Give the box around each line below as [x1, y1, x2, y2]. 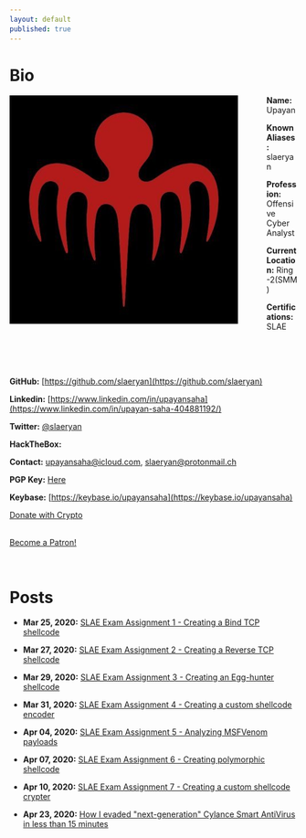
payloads [22, 737, 58, 748]
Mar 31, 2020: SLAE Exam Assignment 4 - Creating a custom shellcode [22, 699, 292, 710]
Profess [266, 179, 297, 190]
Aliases [266, 133, 296, 143]
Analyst [266, 228, 295, 239]
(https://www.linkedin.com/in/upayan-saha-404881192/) [9, 403, 222, 415]
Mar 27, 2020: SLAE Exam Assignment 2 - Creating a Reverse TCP [22, 644, 274, 655]
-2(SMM [266, 274, 298, 285]
